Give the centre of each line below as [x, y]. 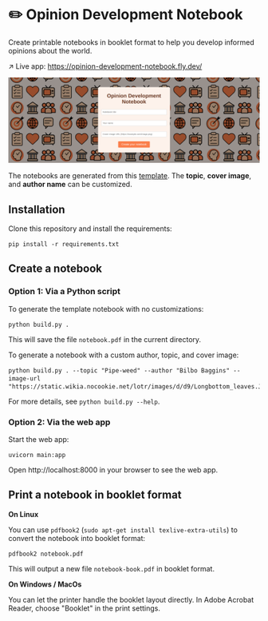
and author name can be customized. [71, 185]
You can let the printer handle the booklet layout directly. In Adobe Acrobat [131, 599]
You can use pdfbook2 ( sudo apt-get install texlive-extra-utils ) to [123, 529]
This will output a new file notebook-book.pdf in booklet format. [112, 568]
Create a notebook [55, 269]
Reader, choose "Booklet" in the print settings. [85, 608]
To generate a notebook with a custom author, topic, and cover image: [124, 355]
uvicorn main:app [37, 456]
